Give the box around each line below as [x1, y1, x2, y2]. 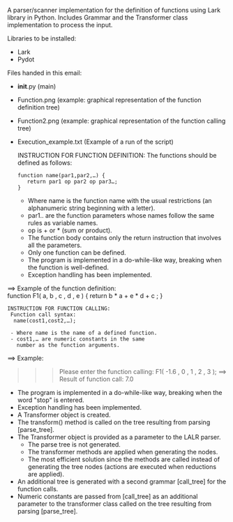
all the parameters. [27, 241, 82, 249]
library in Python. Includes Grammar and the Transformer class [7, 13, 188, 22]
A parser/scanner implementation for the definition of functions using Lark [7, 6, 221, 14]
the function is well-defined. [27, 263, 110, 271]
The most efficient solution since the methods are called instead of [27, 455, 220, 463]
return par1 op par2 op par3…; [27, 178, 118, 185]
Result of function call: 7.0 [59, 375, 134, 383]
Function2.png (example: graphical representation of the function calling [17, 117, 226, 125]
